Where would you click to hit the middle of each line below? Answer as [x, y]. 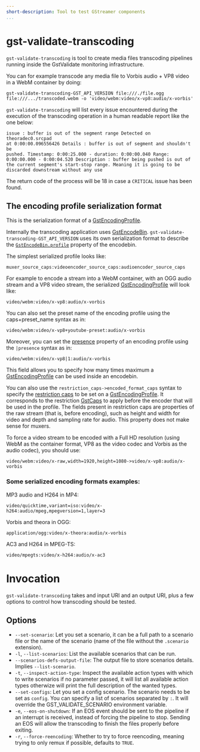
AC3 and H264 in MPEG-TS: [41, 544]
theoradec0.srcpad [29, 138]
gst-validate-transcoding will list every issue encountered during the [92, 109]
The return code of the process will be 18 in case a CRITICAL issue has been [99, 181]
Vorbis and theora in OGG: [39, 522]
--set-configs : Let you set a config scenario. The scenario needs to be [102, 692]
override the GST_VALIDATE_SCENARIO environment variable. [91, 705]
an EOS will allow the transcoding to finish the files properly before [97, 724]
